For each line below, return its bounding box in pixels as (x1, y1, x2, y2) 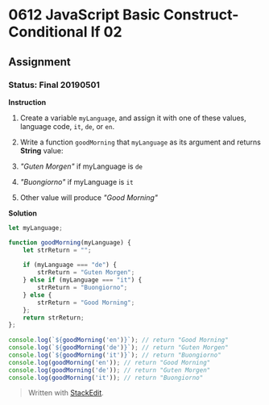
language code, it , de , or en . (19, 121, 115, 131)
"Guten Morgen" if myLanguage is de (19, 161, 143, 171)
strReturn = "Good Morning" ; (37, 299, 135, 307)
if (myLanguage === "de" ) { (23, 261, 117, 269)
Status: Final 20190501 (8, 79, 101, 90)
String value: (19, 145, 64, 155)
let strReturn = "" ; (23, 246, 92, 254)
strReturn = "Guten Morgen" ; (37, 269, 135, 277)
